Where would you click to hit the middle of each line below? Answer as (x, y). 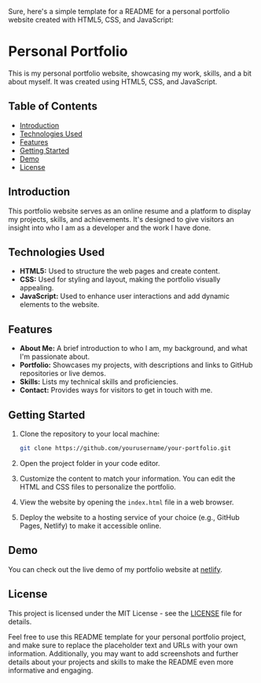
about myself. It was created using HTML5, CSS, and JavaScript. (113, 81)
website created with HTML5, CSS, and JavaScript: (91, 20)
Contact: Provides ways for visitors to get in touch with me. (116, 390)
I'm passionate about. (55, 356)
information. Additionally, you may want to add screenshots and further (123, 653)
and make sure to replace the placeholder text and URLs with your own (123, 645)
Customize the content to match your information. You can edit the (127, 478)
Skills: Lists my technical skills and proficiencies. (99, 382)
